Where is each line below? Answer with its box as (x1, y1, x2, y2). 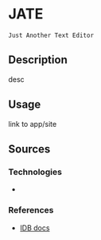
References (8, 205, 54, 216)
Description (8, 53, 68, 67)
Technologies (8, 166, 62, 177)
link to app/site (8, 119, 57, 128)
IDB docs (19, 222, 50, 233)
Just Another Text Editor (8, 31, 94, 39)
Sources (8, 142, 51, 156)
